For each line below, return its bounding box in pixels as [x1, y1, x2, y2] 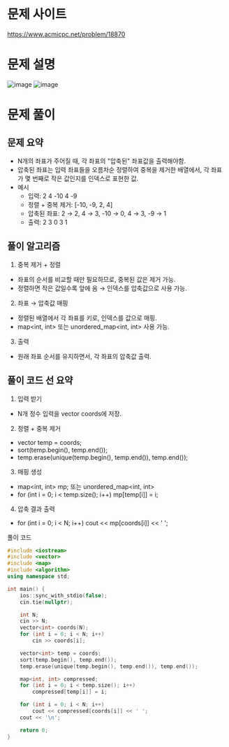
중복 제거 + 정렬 [17, 260, 61, 269]
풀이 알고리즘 [7, 241, 61, 252]
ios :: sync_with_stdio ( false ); [20, 592, 108, 599]
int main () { [7, 585, 45, 592]
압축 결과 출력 [17, 504, 55, 513]
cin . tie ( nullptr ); [20, 599, 73, 606]
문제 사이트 [7, 6, 67, 22]
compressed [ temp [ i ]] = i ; [32, 688, 108, 696]
